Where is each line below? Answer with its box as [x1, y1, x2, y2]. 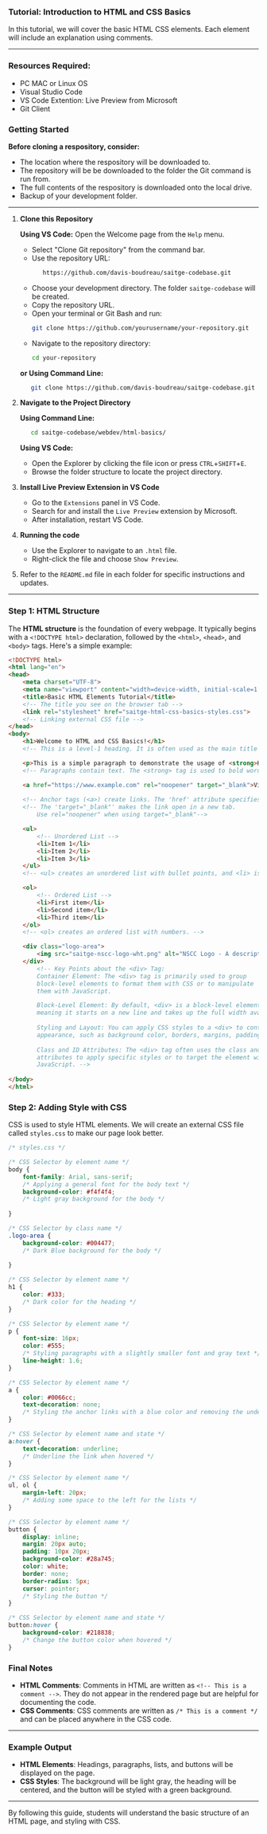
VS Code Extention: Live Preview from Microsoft [19, 95, 178, 105]
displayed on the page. [19, 1768, 95, 1778]
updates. [19, 578, 49, 588]
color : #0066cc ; [22, 1393, 77, 1401]
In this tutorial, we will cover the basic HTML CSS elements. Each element [8, 25, 250, 34]
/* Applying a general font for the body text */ [22, 1180, 191, 1189]
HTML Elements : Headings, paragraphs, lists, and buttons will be [19, 1760, 234, 1769]
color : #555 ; [22, 1342, 66, 1350]
